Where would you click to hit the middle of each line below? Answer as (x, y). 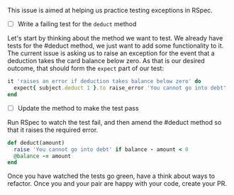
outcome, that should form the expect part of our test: (86, 68)
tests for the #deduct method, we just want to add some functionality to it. (116, 46)
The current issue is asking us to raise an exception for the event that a (111, 53)
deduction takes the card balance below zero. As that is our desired (106, 61)
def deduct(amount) (36, 143)
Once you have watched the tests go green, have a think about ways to (111, 176)
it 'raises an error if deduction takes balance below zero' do (104, 82)
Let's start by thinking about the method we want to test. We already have (115, 38)
